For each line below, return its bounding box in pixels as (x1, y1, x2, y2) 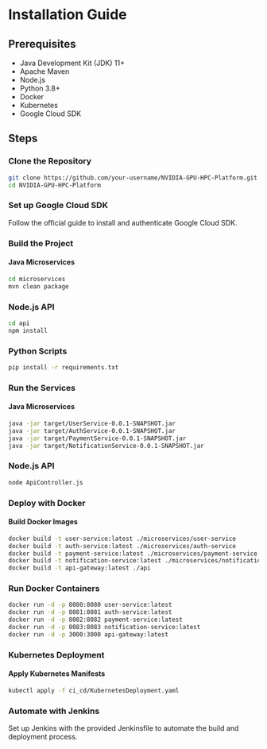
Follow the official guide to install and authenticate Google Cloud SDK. (8, 218, 238, 227)
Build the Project (8, 237, 74, 249)
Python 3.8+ (19, 83, 61, 93)
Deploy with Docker (8, 497, 86, 508)
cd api (8, 319, 30, 327)
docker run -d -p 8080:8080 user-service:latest (8, 601, 172, 609)
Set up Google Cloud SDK (8, 200, 109, 211)
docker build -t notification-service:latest (8, 557, 161, 565)
